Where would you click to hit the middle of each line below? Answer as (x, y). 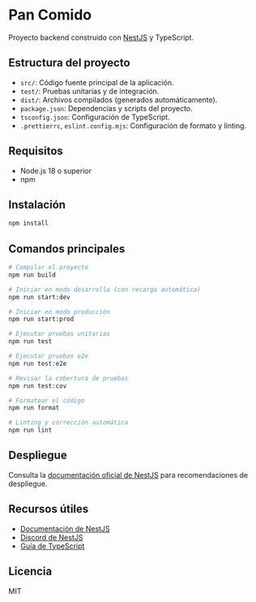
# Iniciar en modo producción (60, 312)
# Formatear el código (47, 400)
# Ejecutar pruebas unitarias (60, 334)
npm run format (34, 408)
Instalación (37, 204)
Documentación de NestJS (65, 528)
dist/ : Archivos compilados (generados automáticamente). (119, 100)
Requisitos (36, 151)
